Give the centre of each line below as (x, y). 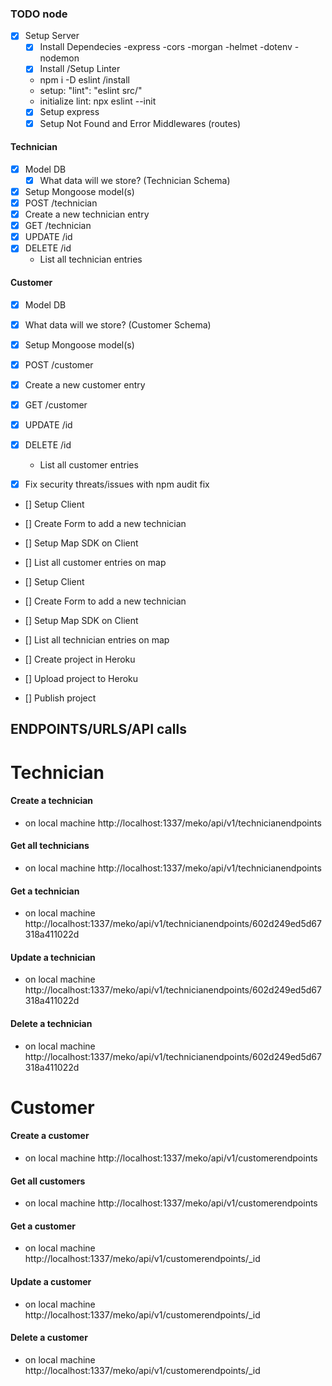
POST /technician (61, 203)
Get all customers (48, 1181)
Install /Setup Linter (80, 69)
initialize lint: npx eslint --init (98, 101)
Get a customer (43, 1226)
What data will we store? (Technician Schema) (135, 180)
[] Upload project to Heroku (81, 679)
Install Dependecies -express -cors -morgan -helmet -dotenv (166, 47)
